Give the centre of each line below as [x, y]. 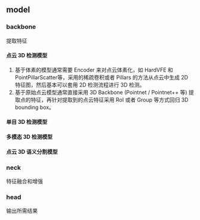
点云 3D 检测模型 [27, 56]
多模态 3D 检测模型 [29, 137]
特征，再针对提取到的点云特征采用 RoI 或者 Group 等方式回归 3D [110, 100]
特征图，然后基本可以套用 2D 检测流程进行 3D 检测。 [80, 85]
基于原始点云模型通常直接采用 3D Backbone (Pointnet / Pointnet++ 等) [101, 92]
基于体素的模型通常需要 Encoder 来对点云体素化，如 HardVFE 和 [94, 70]
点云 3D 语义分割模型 [32, 151]
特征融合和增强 [24, 181]
